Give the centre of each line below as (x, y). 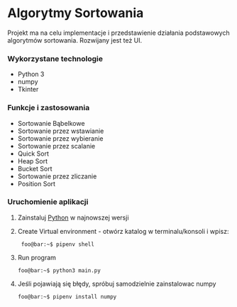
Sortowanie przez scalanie (56, 146)
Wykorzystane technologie (55, 58)
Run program (37, 257)
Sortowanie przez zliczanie (57, 176)
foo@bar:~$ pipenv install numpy (67, 296)
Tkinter (28, 90)
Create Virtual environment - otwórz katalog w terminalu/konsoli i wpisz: (123, 231)
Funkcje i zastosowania (49, 108)
